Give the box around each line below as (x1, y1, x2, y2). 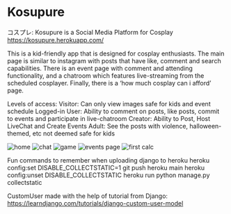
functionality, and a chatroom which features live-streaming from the (7, 71, 205, 80)
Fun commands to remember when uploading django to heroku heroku (7, 156, 210, 164)
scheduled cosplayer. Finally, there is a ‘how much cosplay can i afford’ (7, 79, 212, 87)
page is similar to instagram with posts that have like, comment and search (7, 56, 221, 65)
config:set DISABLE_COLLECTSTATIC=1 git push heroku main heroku (7, 163, 205, 172)
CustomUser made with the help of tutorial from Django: (7, 192, 168, 200)
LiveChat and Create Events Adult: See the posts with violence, (7, 122, 189, 130)
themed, (7, 129, 31, 138)
